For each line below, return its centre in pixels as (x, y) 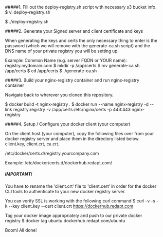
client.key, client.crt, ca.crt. (32, 144)
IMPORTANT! (19, 174)
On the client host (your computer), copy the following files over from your (80, 133)
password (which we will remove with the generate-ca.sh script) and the (78, 46)
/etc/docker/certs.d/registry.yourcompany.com (52, 153)
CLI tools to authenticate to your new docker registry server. (65, 191)
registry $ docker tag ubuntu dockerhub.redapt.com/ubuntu (65, 220)
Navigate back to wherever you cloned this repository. (59, 95)
